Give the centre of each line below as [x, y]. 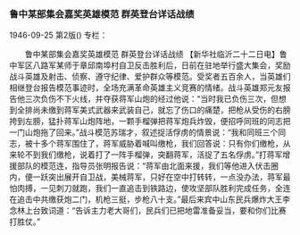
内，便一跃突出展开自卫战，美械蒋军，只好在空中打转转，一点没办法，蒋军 [146, 177]
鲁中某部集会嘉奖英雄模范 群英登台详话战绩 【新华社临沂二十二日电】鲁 [156, 55]
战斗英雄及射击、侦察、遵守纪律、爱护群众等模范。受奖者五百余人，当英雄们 [150, 77]
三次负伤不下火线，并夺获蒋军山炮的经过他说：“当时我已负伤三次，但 [152, 99]
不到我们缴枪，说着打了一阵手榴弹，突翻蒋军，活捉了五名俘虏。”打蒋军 [154, 155]
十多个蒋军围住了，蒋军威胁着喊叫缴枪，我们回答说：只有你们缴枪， [158, 144]
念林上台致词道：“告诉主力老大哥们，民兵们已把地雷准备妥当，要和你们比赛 [148, 211]
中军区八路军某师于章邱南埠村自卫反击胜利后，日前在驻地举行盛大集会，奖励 [150, 65]
